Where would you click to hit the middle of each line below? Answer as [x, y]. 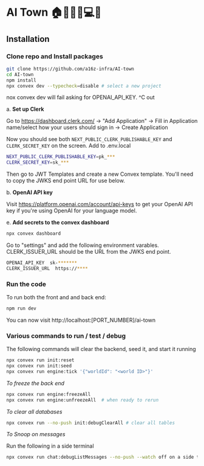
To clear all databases [34, 411]
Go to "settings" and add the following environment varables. [83, 245]
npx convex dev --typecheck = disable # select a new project [84, 86]
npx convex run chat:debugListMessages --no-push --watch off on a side [100, 457]
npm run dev [21, 308]
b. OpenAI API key [30, 192]
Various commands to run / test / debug [66, 336]
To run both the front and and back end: [56, 297]
